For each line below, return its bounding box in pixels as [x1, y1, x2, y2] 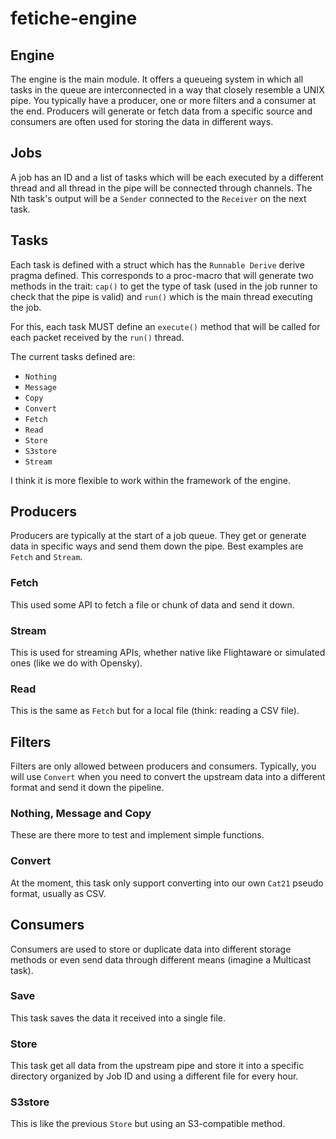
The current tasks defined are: [10, 350, 136, 362]
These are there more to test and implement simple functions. [10, 829, 265, 841]
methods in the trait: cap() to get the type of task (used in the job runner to [10, 280, 318, 292]
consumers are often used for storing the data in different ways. [10, 116, 274, 127]
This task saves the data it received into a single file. [10, 1012, 226, 1024]
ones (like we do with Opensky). [10, 657, 143, 669]
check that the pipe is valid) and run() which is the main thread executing [10, 290, 313, 302]
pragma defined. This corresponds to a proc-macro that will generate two [10, 269, 314, 281]
